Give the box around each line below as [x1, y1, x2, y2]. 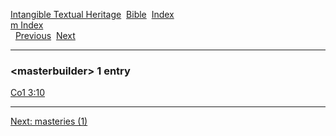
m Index [10, 19, 44, 31]
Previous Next [14, 30, 76, 41]
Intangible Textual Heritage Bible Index [10, 9, 175, 20]
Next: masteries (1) [10, 115, 88, 128]
